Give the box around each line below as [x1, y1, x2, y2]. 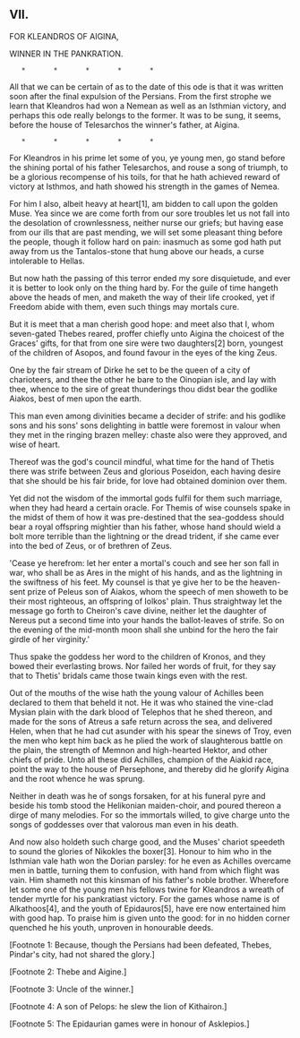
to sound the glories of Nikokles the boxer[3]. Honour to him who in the [9, 845, 272, 856]
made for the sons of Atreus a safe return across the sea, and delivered [9, 716, 273, 726]
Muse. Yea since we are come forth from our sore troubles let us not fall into [9, 208, 290, 219]
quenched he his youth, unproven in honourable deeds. [9, 922, 214, 932]
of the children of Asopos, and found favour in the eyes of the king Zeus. [9, 347, 278, 357]
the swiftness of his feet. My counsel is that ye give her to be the [9, 577, 248, 588]
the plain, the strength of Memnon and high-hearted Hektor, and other [9, 744, 269, 755]
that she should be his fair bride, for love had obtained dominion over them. [9, 475, 287, 486]
